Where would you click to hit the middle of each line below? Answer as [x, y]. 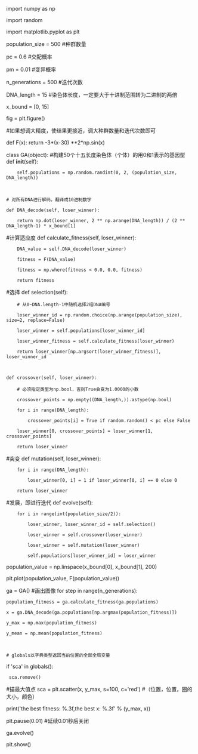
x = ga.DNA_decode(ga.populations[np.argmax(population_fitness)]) [92, 613]
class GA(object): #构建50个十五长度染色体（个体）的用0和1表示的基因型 [96, 155]
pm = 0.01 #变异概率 [31, 69]
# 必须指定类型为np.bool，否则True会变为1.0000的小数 [78, 389]
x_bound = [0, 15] [28, 107]
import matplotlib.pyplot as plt [43, 32]
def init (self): [22, 161]
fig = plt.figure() [26, 118]
